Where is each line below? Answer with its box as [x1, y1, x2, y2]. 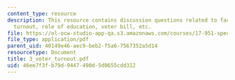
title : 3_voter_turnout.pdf [7, 56, 90, 63]
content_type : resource [7, 10, 77, 17]
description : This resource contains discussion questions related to [7, 17, 218, 24]
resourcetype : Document [7, 49, 77, 56]
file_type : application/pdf [7, 36, 90, 43]
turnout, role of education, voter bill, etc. [13, 23, 152, 30]
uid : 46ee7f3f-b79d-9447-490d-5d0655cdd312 [7, 62, 136, 69]
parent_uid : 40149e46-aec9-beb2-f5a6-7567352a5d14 [7, 42, 158, 49]
